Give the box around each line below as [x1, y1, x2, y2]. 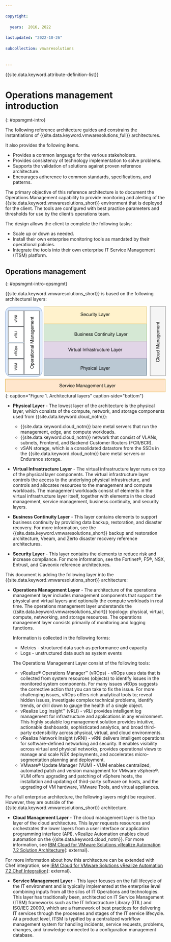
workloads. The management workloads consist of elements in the [12, 488, 153, 494]
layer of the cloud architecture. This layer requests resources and [12, 820, 150, 826]
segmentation [20, 757, 49, 763]
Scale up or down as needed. [12, 230, 75, 237]
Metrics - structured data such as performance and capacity [20, 645, 148, 651]
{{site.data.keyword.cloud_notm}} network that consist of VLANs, [20, 434, 158, 440]
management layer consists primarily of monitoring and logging [12, 620, 146, 626]
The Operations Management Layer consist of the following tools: [12, 660, 150, 666]
